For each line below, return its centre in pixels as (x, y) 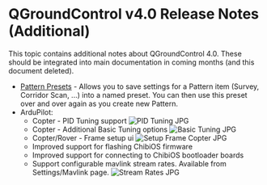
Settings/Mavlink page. (70, 172)
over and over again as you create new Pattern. (99, 103)
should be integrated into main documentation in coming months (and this (131, 62)
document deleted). (41, 70)
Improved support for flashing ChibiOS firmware (112, 146)
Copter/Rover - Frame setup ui (83, 137)
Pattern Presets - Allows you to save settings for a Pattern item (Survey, (140, 86)
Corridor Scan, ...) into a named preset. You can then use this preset (134, 95)
